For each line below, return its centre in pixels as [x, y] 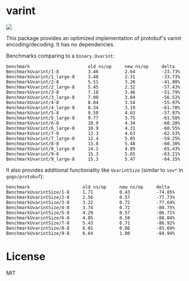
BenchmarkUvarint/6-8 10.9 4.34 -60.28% [93, 123]
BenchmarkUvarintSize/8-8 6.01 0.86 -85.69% [91, 228]
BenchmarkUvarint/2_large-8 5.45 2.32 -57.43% [93, 87]
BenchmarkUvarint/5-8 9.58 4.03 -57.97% [93, 113]
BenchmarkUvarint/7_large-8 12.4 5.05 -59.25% [93, 138]
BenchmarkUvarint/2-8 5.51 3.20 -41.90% [93, 82]
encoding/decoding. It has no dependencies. [60, 44]
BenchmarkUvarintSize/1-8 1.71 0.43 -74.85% [91, 192]
